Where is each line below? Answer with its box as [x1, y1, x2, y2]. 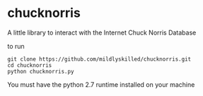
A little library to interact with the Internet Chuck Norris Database [7, 28, 197, 37]
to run [7, 42, 25, 50]
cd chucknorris [7, 61, 52, 68]
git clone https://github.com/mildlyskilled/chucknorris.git [7, 55, 192, 63]
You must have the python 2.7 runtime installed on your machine [7, 80, 195, 89]
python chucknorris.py [7, 68, 74, 75]
